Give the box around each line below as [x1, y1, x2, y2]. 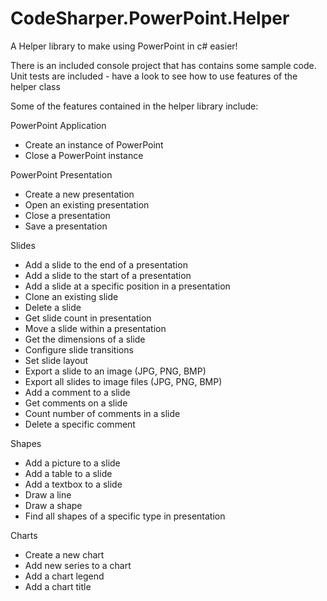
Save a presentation [24, 220, 108, 232]
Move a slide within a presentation [24, 322, 167, 334]
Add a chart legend [24, 570, 105, 582]
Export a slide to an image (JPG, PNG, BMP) [24, 365, 207, 377]
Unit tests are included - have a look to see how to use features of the [10, 70, 298, 82]
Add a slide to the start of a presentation [24, 269, 192, 281]
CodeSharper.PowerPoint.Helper [10, 7, 290, 30]
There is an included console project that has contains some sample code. [10, 59, 317, 71]
